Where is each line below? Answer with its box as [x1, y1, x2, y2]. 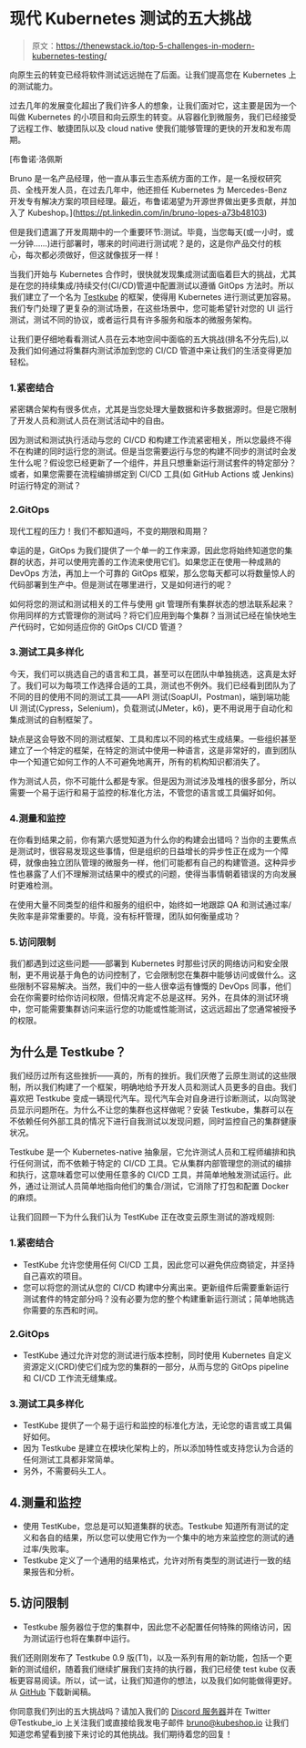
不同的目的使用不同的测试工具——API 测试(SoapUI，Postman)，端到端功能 [9, 691, 291, 702]
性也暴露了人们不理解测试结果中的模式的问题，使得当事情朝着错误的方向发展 [9, 869, 297, 879]
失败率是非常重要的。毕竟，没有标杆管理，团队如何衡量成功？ [9, 910, 241, 921]
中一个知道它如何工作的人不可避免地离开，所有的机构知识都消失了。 [9, 756, 265, 766]
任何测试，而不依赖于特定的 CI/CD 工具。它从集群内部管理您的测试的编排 [16, 1158, 292, 1169]
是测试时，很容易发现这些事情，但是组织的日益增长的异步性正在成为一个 [9, 846, 280, 857]
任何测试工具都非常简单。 [22, 1455, 119, 1465]
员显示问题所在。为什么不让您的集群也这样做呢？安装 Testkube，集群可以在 [9, 1105, 294, 1116]
